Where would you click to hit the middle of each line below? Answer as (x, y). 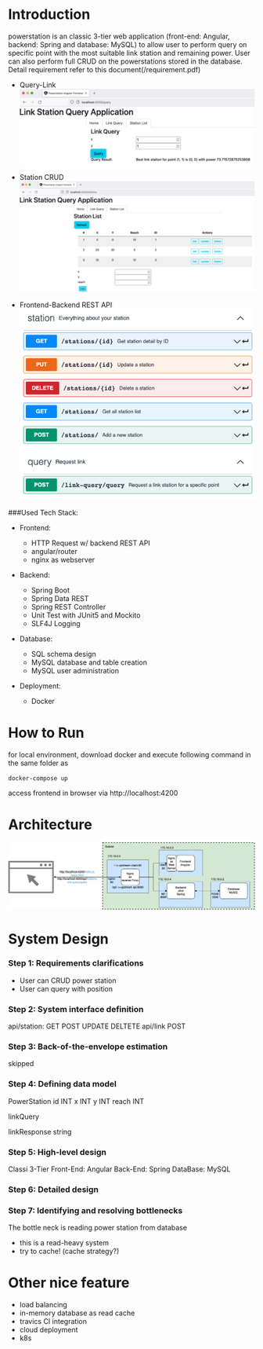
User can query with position (66, 988)
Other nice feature (69, 1283)
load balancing (43, 1305)
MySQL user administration (75, 671)
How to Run (46, 733)
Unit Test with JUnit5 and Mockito (86, 615)
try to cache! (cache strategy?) (69, 1252)
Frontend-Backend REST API (66, 305)
